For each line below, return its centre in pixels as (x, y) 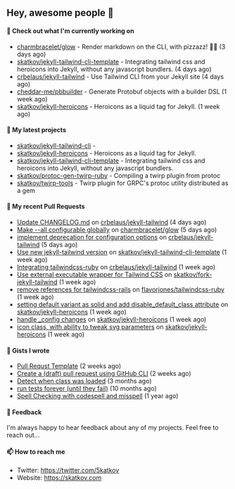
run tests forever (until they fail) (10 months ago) (87, 388)
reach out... (23, 435)
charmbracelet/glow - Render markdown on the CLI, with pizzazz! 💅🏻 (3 (121, 46)
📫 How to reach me (36, 452)
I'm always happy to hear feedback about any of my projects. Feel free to (113, 428)
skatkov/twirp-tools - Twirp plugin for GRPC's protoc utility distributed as (122, 183)
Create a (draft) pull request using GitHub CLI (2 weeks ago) (104, 374)
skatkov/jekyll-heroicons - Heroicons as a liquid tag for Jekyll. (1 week (118, 106)
